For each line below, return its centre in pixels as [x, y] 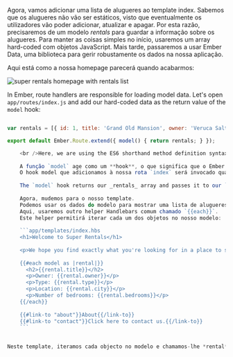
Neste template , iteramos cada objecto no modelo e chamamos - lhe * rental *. [119, 347]
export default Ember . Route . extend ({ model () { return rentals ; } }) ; [111, 141]
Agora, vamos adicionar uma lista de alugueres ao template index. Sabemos [115, 10]
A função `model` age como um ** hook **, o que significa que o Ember [122, 166]
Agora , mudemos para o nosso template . [77, 198]
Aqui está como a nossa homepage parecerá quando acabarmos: [101, 68]
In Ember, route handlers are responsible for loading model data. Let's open [115, 94]
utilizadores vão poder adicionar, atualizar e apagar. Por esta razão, [104, 25]
